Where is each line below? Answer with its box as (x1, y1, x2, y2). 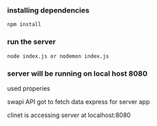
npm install (7, 21, 41, 28)
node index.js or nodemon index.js (7, 52, 109, 60)
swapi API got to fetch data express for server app (7, 97, 150, 105)
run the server (7, 37, 56, 47)
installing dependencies (7, 6, 90, 15)
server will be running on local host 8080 (7, 68, 148, 78)
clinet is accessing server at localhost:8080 (7, 111, 131, 119)
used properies (7, 84, 50, 92)
